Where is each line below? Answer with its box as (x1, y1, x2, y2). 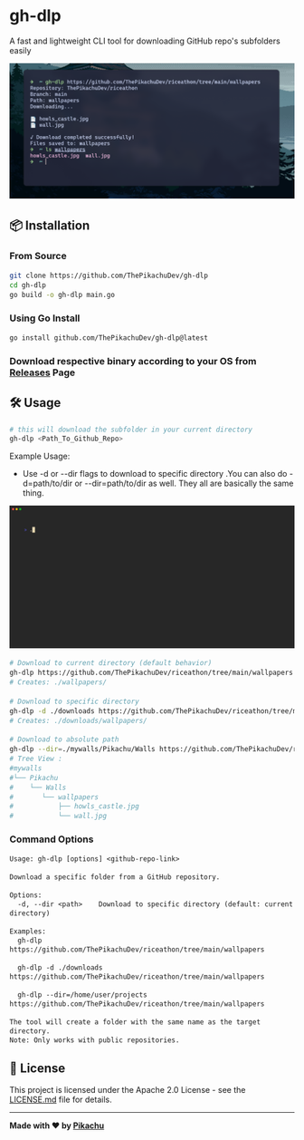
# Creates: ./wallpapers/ (9, 678, 107, 687)
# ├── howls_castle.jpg (9, 802, 140, 811)
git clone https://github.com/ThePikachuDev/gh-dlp (9, 271, 208, 281)
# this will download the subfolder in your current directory (9, 425, 253, 434)
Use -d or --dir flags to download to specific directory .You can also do (22, 469, 288, 479)
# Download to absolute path (9, 735, 119, 744)
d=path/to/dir (22, 478, 73, 489)
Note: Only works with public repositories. (9, 1036, 180, 1045)
